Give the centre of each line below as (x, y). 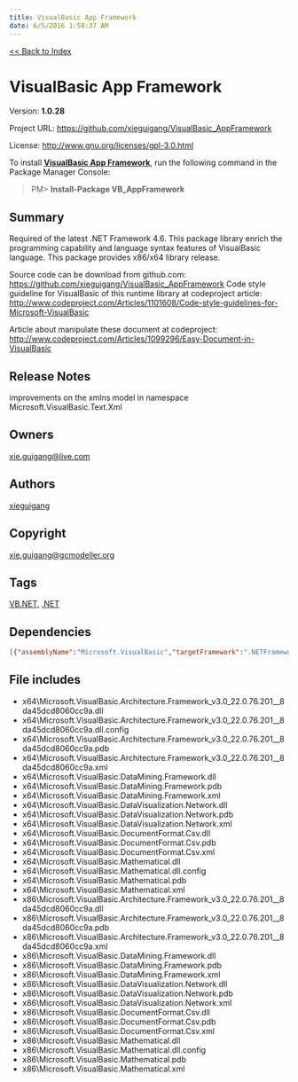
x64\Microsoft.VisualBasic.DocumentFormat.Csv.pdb (119, 843)
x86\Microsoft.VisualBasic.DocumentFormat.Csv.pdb (119, 1022)
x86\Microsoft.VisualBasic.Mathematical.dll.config (114, 1050)
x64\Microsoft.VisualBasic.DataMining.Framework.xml (121, 796)
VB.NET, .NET (35, 604)
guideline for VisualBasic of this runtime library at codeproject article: (136, 294)
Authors (32, 484)
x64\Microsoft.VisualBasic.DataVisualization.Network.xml (127, 823)
